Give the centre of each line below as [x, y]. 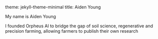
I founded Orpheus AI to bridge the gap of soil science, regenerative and [79, 26]
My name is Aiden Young [30, 16]
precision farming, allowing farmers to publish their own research [72, 31]
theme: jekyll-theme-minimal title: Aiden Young [53, 7]
